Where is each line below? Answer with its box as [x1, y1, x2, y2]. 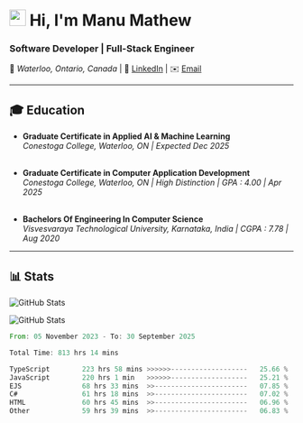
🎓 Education [9, 102, 86, 117]
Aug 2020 [22, 233, 60, 244]
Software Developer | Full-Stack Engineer [9, 42, 195, 55]
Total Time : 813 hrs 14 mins [9, 348, 119, 357]
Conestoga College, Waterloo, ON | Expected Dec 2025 [22, 141, 230, 152]
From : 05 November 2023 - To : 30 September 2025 [9, 332, 196, 342]
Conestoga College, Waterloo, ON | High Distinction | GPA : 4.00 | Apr [22, 177, 282, 189]
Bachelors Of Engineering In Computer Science [22, 214, 204, 225]
